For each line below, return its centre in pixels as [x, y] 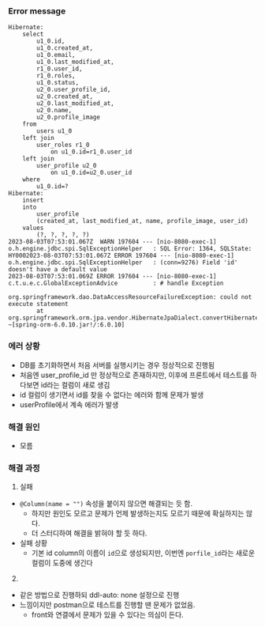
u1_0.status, [58, 83]
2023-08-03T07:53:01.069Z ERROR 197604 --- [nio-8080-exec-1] [112, 277]
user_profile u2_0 [67, 166]
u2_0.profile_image [69, 117]
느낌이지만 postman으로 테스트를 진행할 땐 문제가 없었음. [107, 605]
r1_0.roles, [56, 76]
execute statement [38, 304]
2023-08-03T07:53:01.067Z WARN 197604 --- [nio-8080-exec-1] [112, 242]
